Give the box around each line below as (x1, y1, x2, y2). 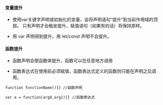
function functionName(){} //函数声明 (5, 85, 83, 91)
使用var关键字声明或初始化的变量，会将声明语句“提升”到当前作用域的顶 (12, 16, 158, 22)
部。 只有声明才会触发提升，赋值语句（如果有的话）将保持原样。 (12, 23, 145, 29)
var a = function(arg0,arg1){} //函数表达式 (5, 95, 95, 100)
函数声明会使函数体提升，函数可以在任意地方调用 (12, 58, 113, 64)
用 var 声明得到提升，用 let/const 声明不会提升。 (12, 33, 112, 39)
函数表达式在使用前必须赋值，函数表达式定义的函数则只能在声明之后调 (12, 68, 157, 74)
